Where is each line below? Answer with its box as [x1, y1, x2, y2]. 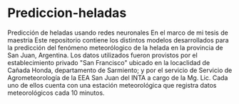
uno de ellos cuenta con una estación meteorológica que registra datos [7, 81, 217, 89]
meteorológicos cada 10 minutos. [7, 88, 105, 97]
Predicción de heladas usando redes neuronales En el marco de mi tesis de [7, 28, 228, 37]
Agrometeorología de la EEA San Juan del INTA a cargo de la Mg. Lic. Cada [7, 73, 228, 82]
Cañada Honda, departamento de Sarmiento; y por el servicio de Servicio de [7, 66, 233, 74]
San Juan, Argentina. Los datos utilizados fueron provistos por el [7, 51, 198, 59]
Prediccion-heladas [7, 5, 127, 21]
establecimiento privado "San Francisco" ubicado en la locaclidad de [7, 58, 210, 67]
